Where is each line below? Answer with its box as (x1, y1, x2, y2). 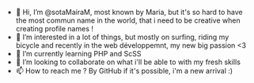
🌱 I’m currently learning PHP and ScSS (15, 49, 142, 58)
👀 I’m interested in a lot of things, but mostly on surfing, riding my (15, 32, 229, 41)
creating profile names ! (15, 24, 93, 33)
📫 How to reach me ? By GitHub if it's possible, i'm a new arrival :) (15, 67, 233, 75)
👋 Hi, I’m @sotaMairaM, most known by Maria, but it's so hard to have (15, 8, 243, 16)
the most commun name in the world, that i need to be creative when (15, 16, 241, 25)
